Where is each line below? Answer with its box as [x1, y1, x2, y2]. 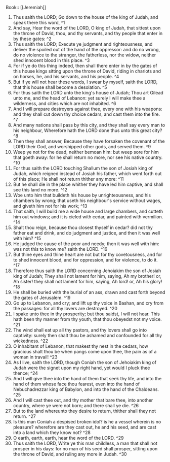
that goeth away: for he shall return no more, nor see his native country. [13, 154, 163, 160]
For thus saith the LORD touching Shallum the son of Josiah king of [13, 165, 153, 171]
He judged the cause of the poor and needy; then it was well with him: [13, 241, 159, 247]
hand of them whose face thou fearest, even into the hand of [13, 381, 140, 387]
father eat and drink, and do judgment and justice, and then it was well [13, 230, 160, 236]
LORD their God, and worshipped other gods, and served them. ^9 [13, 144, 151, 149]
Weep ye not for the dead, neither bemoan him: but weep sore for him [13, 149, 159, 155]
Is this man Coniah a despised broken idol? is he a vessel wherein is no [13, 419, 161, 424]
